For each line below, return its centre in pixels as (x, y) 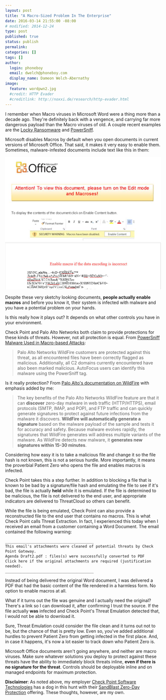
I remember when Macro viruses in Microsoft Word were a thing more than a (83, 114)
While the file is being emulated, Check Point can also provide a (70, 511)
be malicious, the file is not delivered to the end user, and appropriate (76, 496)
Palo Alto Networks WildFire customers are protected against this (84, 352)
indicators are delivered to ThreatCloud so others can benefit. (68, 501)
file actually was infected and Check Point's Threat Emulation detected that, (83, 611)
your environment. (24, 323)
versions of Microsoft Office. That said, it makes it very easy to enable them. (83, 145)
